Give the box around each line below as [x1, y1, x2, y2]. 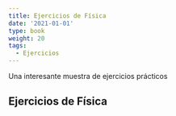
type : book [8, 27, 45, 35]
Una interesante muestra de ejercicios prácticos [8, 72, 168, 81]
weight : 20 [8, 34, 45, 43]
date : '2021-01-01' [8, 19, 74, 27]
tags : [8, 42, 27, 50]
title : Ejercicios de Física [8, 11, 107, 20]
